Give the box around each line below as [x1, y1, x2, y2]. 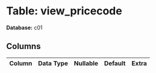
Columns [6, 41, 41, 51]
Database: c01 [6, 24, 43, 31]
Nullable [73, 59, 98, 67]
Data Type [38, 59, 68, 67]
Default [104, 59, 126, 67]
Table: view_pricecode [6, 4, 122, 18]
